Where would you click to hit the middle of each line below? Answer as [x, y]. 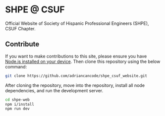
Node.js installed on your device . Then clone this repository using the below [83, 61]
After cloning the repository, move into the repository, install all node [75, 85]
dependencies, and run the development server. [54, 90]
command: [16, 66]
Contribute [22, 44]
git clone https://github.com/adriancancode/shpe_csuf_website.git [76, 76]
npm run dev [17, 109]
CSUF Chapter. [20, 28]
